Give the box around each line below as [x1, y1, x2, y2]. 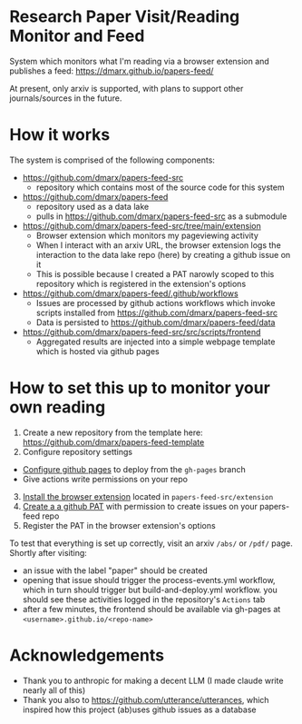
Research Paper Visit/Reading [9, 6, 240, 27]
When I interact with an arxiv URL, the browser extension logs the [35, 239, 281, 251]
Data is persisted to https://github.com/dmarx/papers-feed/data [35, 316, 276, 328]
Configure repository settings [22, 446, 133, 457]
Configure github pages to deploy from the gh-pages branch [22, 463, 247, 474]
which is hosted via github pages [35, 345, 161, 356]
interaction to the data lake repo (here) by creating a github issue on [35, 249, 291, 260]
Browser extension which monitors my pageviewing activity [35, 230, 258, 241]
